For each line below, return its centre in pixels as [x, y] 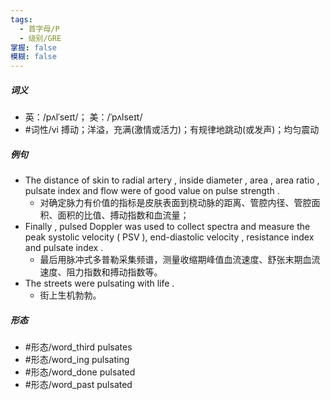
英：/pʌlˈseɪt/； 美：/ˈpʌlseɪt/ [83, 117]
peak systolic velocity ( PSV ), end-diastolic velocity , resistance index [169, 237]
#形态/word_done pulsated [80, 372]
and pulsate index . [64, 248]
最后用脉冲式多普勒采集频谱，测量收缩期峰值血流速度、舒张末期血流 [180, 260]
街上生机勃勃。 [70, 295]
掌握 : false [33, 47]
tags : [21, 19]
